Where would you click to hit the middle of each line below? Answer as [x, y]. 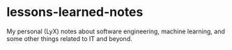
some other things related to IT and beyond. [70, 38]
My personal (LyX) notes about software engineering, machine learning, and [116, 31]
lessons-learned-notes [75, 12]
